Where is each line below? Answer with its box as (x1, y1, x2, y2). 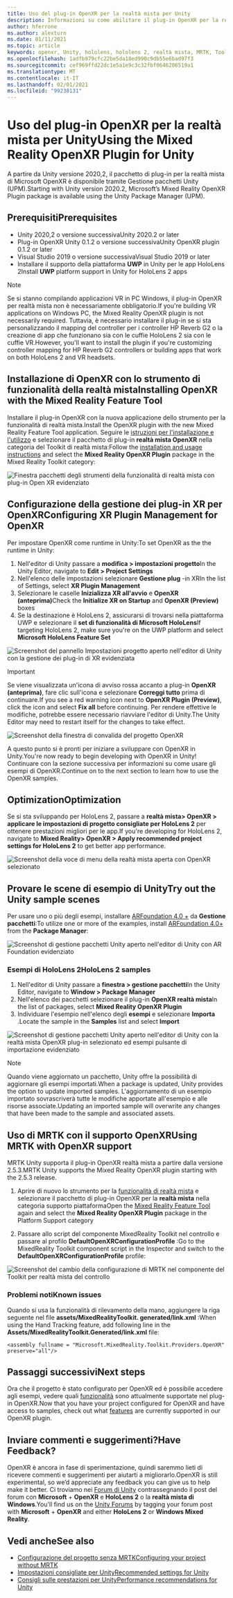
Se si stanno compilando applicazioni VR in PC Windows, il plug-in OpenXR (7, 294, 222, 302)
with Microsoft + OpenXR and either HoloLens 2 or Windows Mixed (7, 1508, 204, 1516)
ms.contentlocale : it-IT (7, 74, 79, 82)
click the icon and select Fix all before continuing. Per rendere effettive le (7, 703, 217, 711)
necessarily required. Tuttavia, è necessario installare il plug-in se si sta (7, 316, 212, 325)
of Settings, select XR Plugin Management (17, 581, 141, 590)
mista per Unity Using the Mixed (7, 132, 193, 148)
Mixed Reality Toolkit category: (7, 457, 96, 465)
